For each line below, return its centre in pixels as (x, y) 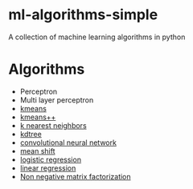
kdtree (31, 134)
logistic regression (51, 159)
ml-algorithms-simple (83, 15)
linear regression (48, 168)
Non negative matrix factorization (75, 176)
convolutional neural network (68, 143)
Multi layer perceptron (57, 100)
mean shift (37, 151)
